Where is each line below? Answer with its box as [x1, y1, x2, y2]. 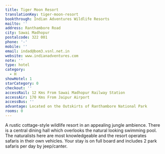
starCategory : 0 [5, 81, 39, 86]
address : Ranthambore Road [5, 26, 61, 31]
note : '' [5, 58, 23, 63]
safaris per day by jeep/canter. [5, 143, 68, 149]
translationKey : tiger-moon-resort [5, 12, 79, 17]
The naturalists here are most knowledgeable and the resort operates [5, 132, 147, 139]
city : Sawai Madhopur [5, 30, 50, 35]
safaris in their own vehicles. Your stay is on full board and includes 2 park [5, 138, 157, 144]
